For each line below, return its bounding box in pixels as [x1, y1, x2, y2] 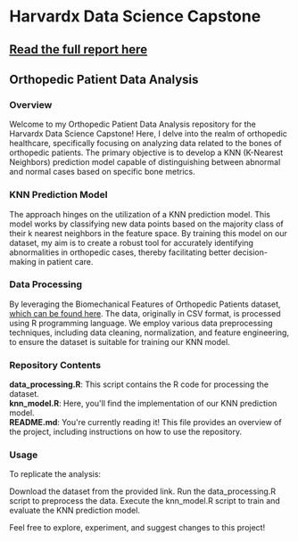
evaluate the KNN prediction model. [9, 505, 141, 516]
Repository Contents [9, 358, 101, 371]
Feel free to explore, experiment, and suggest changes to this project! [9, 522, 266, 533]
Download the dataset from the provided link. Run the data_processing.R [9, 486, 277, 497]
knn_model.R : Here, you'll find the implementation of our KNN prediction [9, 398, 277, 409]
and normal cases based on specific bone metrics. [9, 167, 195, 177]
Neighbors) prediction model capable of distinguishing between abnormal [9, 157, 281, 168]
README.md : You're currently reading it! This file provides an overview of [9, 417, 283, 428]
